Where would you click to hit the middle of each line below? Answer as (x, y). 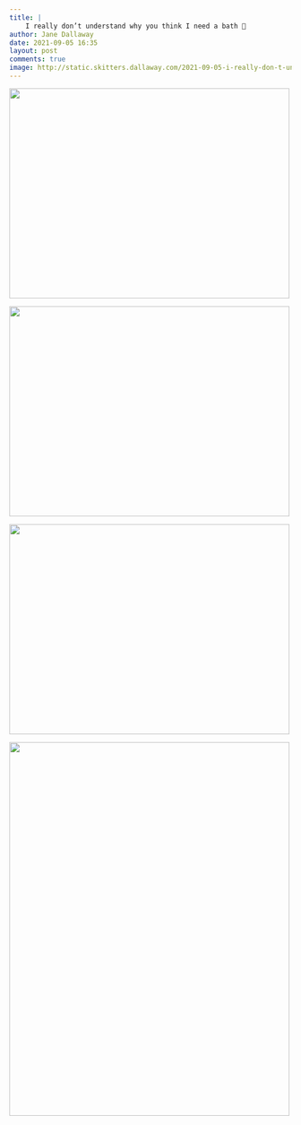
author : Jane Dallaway (52, 34)
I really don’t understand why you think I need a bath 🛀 (136, 26)
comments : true (38, 59)
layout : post (34, 51)
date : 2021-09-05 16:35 (54, 43)
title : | (26, 17)
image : (21, 68)
